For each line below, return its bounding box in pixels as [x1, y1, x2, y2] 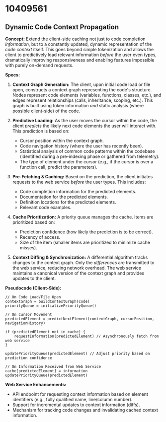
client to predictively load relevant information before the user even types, [5, 52, 157, 58]
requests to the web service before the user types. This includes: [12, 179, 146, 185]
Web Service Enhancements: [5, 382, 67, 387]
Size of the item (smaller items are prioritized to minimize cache [19, 239, 151, 245]
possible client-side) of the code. [12, 108, 81, 114]
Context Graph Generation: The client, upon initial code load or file [12, 81, 151, 87]
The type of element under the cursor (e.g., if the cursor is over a [19, 159, 154, 164]
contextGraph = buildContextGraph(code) [5, 299, 90, 304]
